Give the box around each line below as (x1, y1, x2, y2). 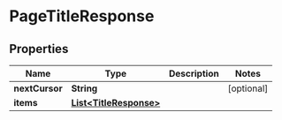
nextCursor (13, 82, 64, 94)
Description (168, 68, 219, 79)
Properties (9, 41, 69, 56)
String (71, 82, 98, 94)
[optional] (227, 82, 269, 94)
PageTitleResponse (9, 6, 155, 26)
